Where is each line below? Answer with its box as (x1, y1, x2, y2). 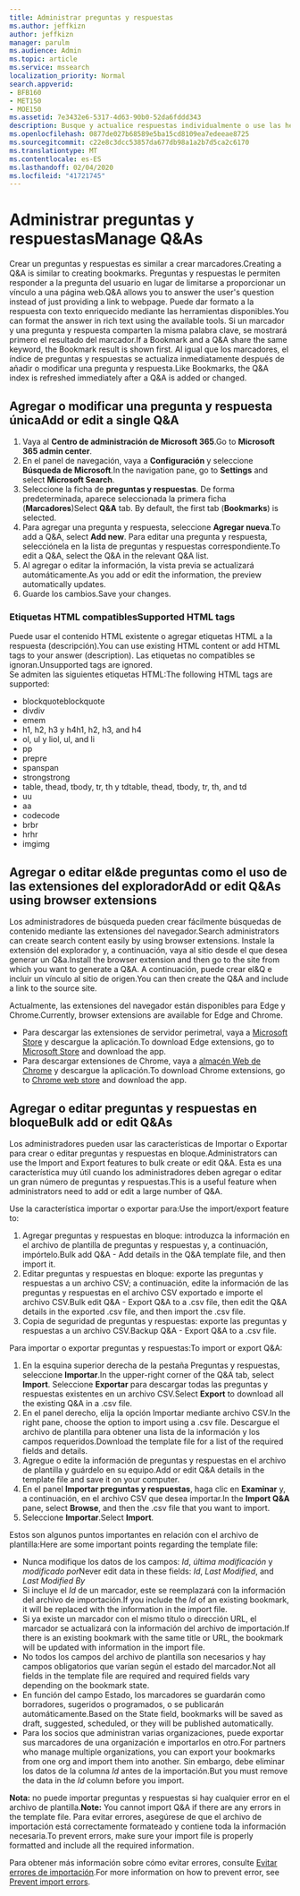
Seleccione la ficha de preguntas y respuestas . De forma (21, 484, 235, 494)
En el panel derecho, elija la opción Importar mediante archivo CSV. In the (21, 1407, 291, 1418)
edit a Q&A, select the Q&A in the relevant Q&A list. (21, 551, 210, 560)
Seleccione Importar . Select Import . (21, 1512, 154, 1523)
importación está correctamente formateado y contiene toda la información (9, 1821, 287, 1832)
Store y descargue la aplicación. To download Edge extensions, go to (21, 1037, 275, 1047)
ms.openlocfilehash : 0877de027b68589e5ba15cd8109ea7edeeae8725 (9, 130, 250, 139)
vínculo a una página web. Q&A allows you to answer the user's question (9, 287, 275, 298)
